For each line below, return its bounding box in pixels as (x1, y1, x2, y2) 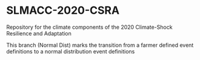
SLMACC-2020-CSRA (6, 4, 120, 17)
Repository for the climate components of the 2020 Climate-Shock (6, 23, 173, 31)
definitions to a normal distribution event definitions (6, 47, 135, 55)
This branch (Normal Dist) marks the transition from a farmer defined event (6, 41, 194, 49)
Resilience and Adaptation (6, 29, 72, 37)
